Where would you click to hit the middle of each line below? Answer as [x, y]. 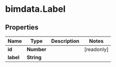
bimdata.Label [35, 9]
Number [36, 49]
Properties [22, 27]
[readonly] [96, 49]
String [34, 57]
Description [65, 41]
